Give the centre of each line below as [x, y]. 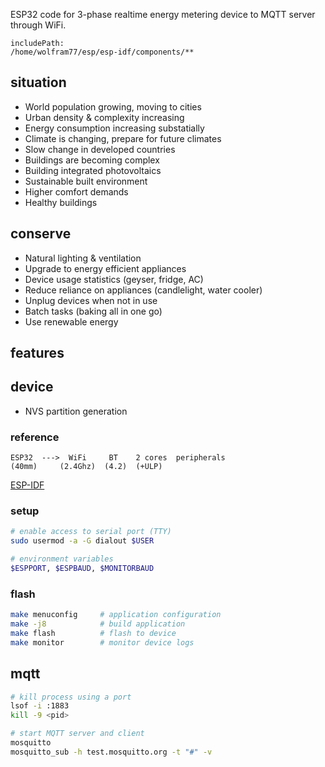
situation [38, 82]
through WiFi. [38, 25]
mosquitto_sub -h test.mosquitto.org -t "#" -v [111, 752]
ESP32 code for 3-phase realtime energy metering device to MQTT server [163, 14]
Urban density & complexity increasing [104, 117]
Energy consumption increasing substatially [114, 128]
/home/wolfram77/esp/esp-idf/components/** [102, 52]
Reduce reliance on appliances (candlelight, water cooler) [143, 290]
